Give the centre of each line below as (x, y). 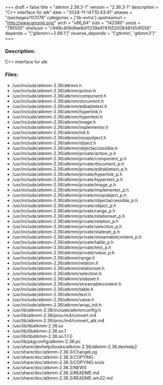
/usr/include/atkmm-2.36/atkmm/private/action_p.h (64, 153)
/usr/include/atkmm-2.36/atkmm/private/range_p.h (64, 210)
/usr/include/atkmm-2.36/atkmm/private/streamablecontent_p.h (77, 237)
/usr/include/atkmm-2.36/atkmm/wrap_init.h (57, 305)
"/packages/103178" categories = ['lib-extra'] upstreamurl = (66, 17)
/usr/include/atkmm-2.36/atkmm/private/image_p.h (64, 184)
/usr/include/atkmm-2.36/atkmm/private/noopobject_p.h (69, 195)
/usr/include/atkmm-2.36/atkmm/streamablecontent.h (67, 284)
